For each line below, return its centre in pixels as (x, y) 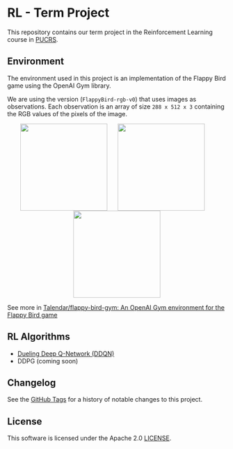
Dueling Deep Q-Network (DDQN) (66, 354)
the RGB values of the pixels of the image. (67, 113)
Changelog (32, 383)
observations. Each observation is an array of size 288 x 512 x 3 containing (116, 107)
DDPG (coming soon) (48, 361)
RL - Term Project (58, 13)
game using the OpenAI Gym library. (59, 86)
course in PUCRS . (33, 39)
